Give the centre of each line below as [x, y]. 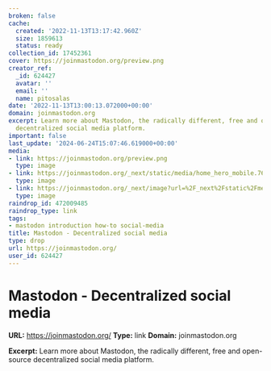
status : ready [39, 46]
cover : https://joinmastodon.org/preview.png [86, 61]
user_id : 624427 [35, 256]
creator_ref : [30, 69]
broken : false [32, 16]
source [20, 359]
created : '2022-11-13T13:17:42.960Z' [79, 31]
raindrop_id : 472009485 [48, 203]
